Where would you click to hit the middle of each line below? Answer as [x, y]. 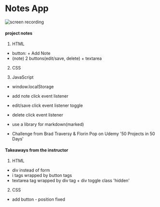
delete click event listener [37, 115]
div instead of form [31, 170]
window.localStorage [33, 87]
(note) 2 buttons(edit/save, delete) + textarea [57, 58]
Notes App [27, 9]
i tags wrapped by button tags [42, 175]
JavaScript [23, 77]
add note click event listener [40, 96]
